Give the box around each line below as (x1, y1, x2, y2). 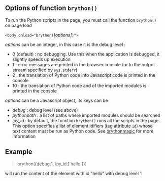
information (12, 133, 36, 139)
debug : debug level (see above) (12, 107, 78, 113)
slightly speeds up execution (12, 56, 70, 62)
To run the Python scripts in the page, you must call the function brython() (5, 17, 157, 23)
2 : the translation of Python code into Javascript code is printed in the (12, 72, 156, 78)
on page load (5, 22, 32, 28)
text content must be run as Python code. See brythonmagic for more (12, 128, 154, 134)
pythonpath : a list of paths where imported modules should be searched (12, 112, 161, 118)
